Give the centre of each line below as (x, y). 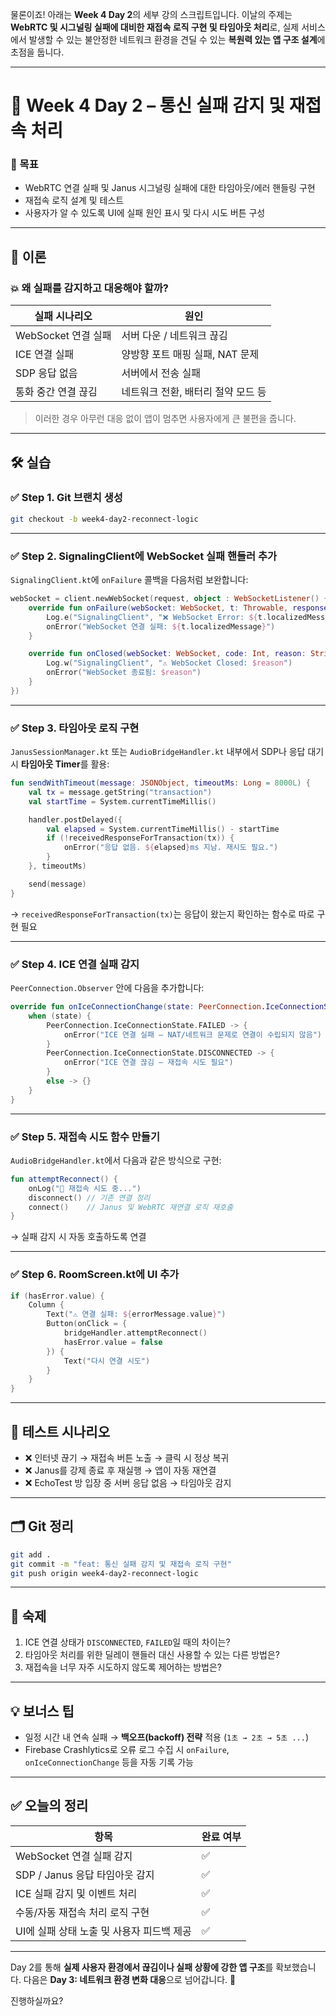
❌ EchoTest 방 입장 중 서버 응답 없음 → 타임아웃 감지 (128, 1483)
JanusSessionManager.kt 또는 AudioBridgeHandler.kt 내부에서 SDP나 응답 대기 (167, 752)
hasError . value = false (113, 1342)
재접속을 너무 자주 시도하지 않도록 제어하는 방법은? (123, 1667)
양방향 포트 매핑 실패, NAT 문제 (190, 355)
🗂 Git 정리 (42, 1526)
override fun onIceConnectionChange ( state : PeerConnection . (138, 1007)
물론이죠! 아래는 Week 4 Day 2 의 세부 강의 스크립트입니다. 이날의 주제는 (151, 14)
